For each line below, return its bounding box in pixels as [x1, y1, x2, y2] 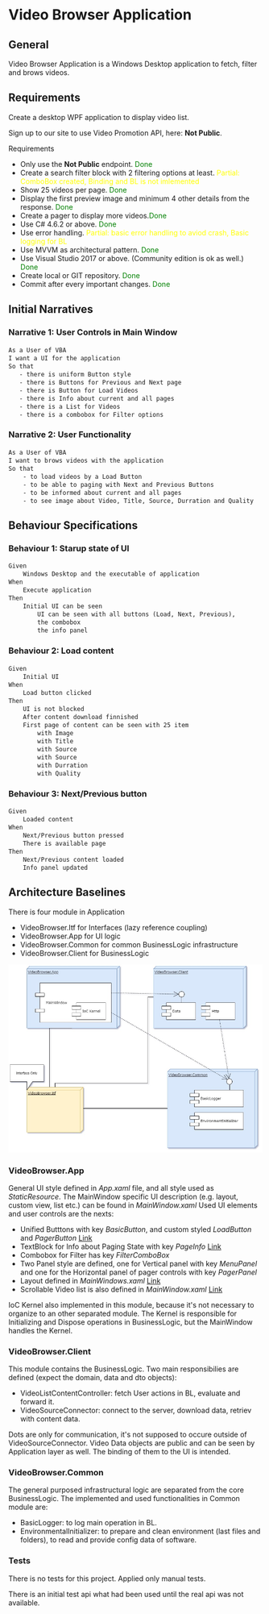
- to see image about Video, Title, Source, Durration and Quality [23, 497, 254, 505]
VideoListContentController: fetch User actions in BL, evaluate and [19, 1388, 241, 1398]
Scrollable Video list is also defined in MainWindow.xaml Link [19, 1284, 223, 1294]
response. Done [19, 202, 74, 211]
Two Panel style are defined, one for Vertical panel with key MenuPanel [19, 1258, 258, 1268]
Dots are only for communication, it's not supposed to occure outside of [8, 1429, 247, 1440]
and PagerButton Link [19, 1233, 93, 1242]
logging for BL [19, 236, 68, 246]
